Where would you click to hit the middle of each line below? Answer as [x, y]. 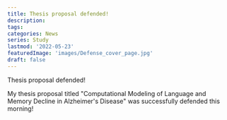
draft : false [27, 60]
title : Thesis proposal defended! [58, 14]
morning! [21, 108]
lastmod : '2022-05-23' [41, 47]
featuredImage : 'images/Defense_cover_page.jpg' [80, 54]
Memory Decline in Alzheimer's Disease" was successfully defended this [114, 101]
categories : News [33, 34]
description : [27, 20]
